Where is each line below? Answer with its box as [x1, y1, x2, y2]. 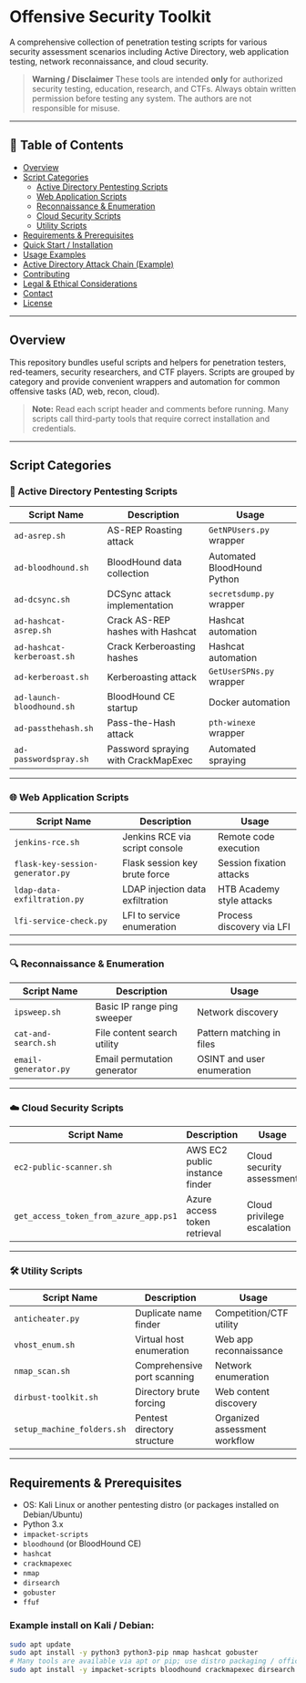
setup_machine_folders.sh [14, 1424, 127, 1435]
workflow [214, 1434, 255, 1447]
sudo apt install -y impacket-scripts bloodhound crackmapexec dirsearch [9, 1666, 296, 1675]
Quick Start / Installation [22, 239, 114, 250]
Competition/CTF [214, 1306, 289, 1319]
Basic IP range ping [95, 1000, 178, 1013]
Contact [22, 287, 53, 298]
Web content [214, 1386, 270, 1399]
